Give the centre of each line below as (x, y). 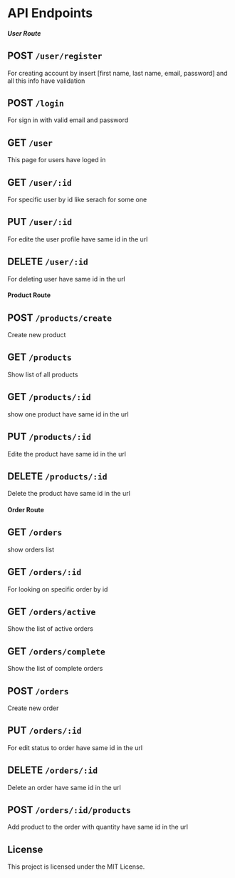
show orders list (31, 549)
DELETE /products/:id (57, 476)
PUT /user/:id (40, 222)
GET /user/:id (40, 183)
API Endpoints (50, 13)
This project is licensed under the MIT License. (76, 867)
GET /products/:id (49, 397)
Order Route (26, 509)
